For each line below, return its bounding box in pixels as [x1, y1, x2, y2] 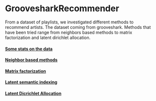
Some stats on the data [5, 46, 52, 52]
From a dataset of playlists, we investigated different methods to [5, 19, 134, 25]
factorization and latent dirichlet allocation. [5, 35, 91, 40]
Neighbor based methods [5, 57, 58, 63]
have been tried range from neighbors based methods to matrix [5, 29, 133, 35]
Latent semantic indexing [5, 79, 57, 85]
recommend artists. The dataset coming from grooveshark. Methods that [5, 24, 151, 30]
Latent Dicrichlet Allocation [5, 90, 62, 96]
